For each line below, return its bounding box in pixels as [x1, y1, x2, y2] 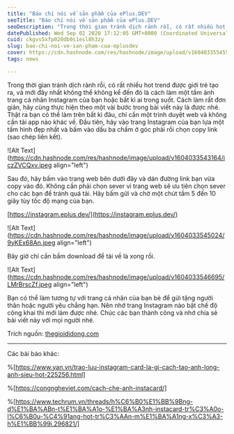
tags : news [7, 56, 39, 63]
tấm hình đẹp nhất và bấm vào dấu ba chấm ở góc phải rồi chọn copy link [7, 125, 218, 133]
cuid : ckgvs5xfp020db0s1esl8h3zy [7, 36, 104, 43]
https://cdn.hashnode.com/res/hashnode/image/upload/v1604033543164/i [9, 153, 225, 162]
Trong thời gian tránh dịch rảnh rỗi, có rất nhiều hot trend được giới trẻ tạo [7, 81, 219, 89]
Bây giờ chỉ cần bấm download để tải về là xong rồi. [7, 251, 155, 260]
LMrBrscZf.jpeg [7, 280, 52, 288]
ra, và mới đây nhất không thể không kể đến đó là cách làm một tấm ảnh [7, 88, 214, 96]
